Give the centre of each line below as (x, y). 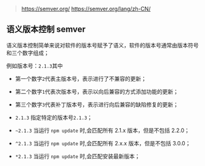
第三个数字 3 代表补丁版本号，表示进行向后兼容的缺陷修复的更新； (97, 104)
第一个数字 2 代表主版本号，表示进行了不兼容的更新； (81, 78)
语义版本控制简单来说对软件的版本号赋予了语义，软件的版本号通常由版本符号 (103, 45)
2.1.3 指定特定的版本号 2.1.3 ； (54, 117)
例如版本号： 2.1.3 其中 (34, 66)
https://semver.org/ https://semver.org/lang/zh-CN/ (86, 9)
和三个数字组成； (28, 53)
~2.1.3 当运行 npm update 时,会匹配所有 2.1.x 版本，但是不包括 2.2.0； (103, 130)
